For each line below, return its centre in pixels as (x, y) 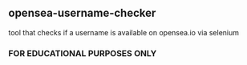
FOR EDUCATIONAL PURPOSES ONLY (83, 53)
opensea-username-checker (82, 13)
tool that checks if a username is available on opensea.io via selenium (123, 32)
